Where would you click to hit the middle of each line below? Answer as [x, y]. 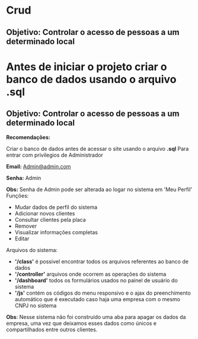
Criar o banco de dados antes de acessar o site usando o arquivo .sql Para [98, 148]
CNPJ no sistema [36, 305]
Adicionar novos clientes [45, 213]
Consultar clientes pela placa [50, 219]
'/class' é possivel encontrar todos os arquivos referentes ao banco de [101, 261]
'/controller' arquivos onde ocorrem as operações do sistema [90, 274]
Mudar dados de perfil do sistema [56, 207]
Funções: [17, 195]
